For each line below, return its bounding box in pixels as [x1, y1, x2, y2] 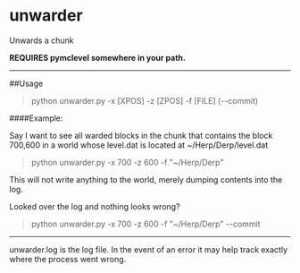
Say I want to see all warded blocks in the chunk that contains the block [9, 130, 273, 141]
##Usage [9, 78, 44, 89]
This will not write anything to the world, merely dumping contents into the [9, 174, 283, 184]
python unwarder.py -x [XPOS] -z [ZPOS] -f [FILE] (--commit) [30, 95, 259, 106]
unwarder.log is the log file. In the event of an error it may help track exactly [9, 243, 288, 255]
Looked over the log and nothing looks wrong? [9, 200, 180, 211]
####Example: [9, 113, 63, 124]
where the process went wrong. [9, 253, 127, 264]
